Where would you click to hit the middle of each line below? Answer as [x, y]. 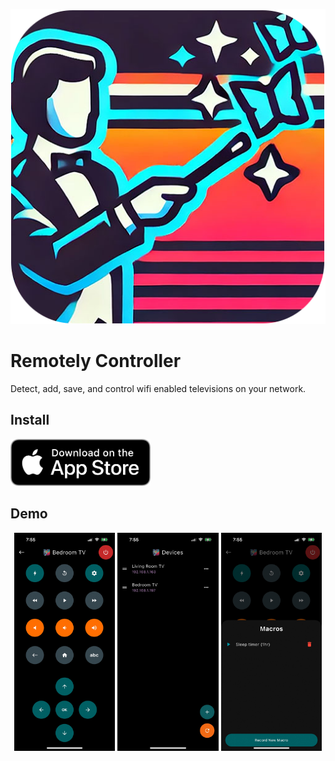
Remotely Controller [96, 361]
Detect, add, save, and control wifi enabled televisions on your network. [158, 388]
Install [30, 420]
